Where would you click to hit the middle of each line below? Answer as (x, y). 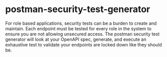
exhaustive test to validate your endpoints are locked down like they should (83, 44)
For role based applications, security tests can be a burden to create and (81, 23)
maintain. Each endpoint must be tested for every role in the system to (78, 28)
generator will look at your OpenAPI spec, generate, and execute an (76, 39)
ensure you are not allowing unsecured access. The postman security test (82, 34)
